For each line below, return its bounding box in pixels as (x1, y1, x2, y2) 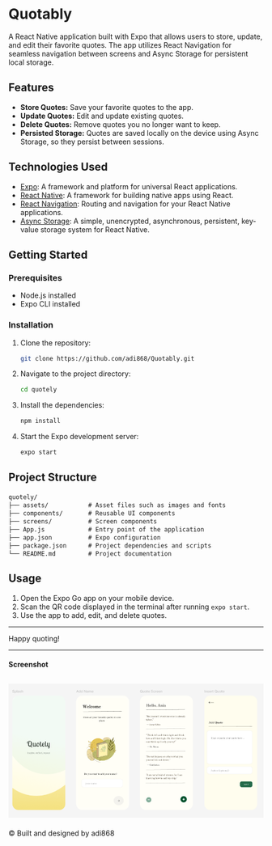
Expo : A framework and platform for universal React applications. (19, 181, 238, 191)
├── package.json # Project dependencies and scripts (8, 541, 212, 550)
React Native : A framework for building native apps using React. (19, 190, 234, 200)
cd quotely (19, 386, 57, 394)
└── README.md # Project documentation (8, 549, 172, 558)
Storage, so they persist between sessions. (19, 137, 164, 146)
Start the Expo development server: (19, 432, 139, 442)
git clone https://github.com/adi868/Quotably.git (19, 354, 195, 362)
